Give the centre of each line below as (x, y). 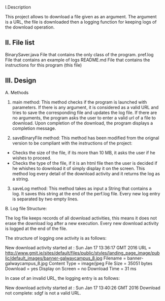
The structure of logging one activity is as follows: (56, 238)
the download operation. (30, 27)
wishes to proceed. (32, 158)
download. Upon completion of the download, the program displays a (82, 123)
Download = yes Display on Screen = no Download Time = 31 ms (71, 268)
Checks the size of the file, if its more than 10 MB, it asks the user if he (84, 152)
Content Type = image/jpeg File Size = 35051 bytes (100, 263)
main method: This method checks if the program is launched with (79, 102)
